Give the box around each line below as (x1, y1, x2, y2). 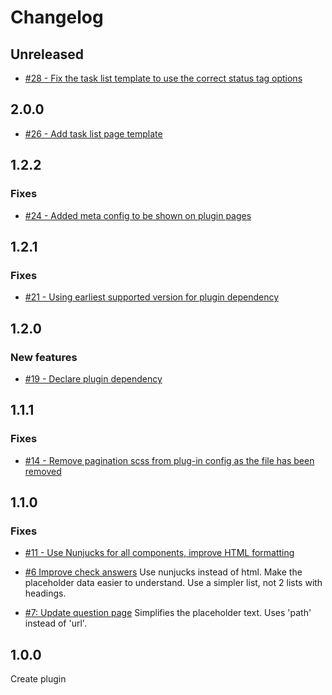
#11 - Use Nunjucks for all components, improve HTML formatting (24, 547, 295, 559)
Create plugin (10, 673, 67, 685)
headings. (24, 587, 67, 600)
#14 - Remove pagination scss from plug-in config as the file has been (24, 454, 315, 466)
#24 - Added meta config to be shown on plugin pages (24, 209, 252, 221)
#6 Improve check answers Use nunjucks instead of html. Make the (24, 566, 303, 578)
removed (24, 465, 62, 477)
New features (10, 350, 78, 364)
